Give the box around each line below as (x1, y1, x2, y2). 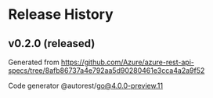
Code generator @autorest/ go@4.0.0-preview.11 (8, 81, 163, 90)
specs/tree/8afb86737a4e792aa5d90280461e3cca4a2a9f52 (8, 66, 205, 75)
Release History (8, 5, 114, 24)
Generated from (8, 57, 60, 67)
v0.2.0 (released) (8, 37, 96, 50)
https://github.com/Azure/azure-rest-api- (61, 57, 194, 67)
